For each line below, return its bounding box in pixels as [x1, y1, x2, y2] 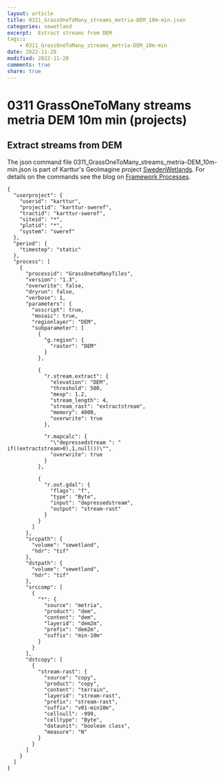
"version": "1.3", [25, 276, 78, 283]
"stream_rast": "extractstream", [50, 402, 146, 410]
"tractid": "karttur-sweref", [19, 209, 107, 217]
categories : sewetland [7, 23, 72, 30]
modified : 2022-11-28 [7, 55, 69, 62]
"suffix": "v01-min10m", [43, 704, 115, 711]
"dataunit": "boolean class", [43, 722, 131, 729]
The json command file [7, 158, 72, 166]
